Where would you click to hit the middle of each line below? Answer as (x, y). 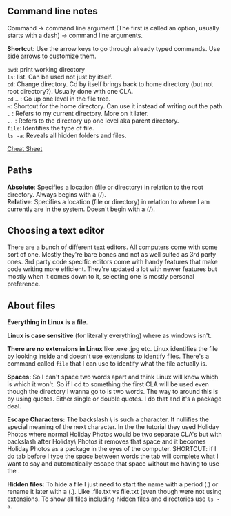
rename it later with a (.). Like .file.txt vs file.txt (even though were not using (114, 492)
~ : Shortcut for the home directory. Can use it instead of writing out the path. (115, 106)
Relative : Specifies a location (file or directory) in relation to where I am (109, 201)
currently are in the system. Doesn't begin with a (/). (81, 209)
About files (31, 305)
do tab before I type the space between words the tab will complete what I (113, 456)
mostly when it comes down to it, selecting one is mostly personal (101, 277)
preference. (24, 284)
